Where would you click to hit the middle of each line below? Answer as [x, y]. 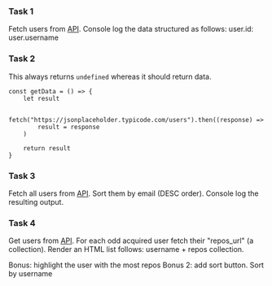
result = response [69, 127]
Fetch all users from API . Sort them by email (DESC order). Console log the [134, 193]
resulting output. [36, 201]
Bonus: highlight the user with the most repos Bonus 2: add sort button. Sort [136, 265]
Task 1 [21, 11]
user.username [34, 37]
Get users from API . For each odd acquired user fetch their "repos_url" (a [131, 240]
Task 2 [22, 58]
